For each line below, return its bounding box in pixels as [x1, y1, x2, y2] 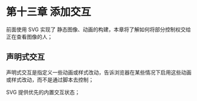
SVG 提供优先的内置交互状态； [6, 89, 81, 96]
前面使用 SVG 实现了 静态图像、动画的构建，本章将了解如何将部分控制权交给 [6, 26, 191, 33]
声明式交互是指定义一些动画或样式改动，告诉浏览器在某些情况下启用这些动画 [6, 69, 192, 76]
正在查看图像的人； [6, 33, 53, 40]
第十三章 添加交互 [6, 5, 91, 19]
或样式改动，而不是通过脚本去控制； [6, 76, 94, 83]
